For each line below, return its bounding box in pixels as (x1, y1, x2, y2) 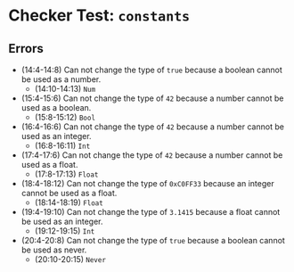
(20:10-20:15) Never (34, 254, 106, 264)
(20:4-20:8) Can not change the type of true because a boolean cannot (20, 235, 286, 245)
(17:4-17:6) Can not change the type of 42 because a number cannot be (20, 150, 283, 161)
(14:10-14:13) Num (34, 84, 96, 94)
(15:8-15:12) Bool (34, 112, 95, 122)
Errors (8, 41, 44, 56)
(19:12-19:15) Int (34, 226, 95, 236)
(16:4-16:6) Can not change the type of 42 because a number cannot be (20, 121, 284, 132)
